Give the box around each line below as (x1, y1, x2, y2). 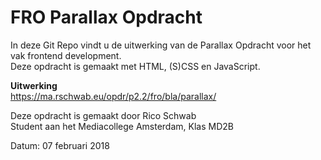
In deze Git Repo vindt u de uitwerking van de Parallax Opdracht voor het (10, 39, 312, 51)
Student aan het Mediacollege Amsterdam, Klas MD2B (10, 120, 234, 132)
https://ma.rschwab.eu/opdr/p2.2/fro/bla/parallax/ (10, 90, 217, 102)
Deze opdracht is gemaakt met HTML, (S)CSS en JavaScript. (10, 60, 261, 72)
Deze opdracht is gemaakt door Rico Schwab (10, 109, 197, 121)
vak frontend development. (10, 49, 122, 61)
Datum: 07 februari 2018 (10, 139, 110, 151)
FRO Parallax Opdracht (10, 6, 203, 29)
